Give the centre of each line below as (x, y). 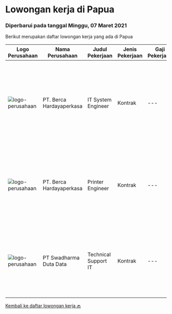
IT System (99, 100)
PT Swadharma (61, 258)
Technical (99, 254)
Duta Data (55, 264)
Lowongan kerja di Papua (60, 10)
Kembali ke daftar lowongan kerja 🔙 (43, 306)
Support (97, 261)
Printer (95, 182)
